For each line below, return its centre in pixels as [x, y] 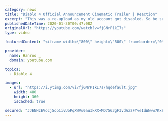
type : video [17, 33]
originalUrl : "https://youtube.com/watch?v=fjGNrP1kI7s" [66, 28]
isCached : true [30, 101]
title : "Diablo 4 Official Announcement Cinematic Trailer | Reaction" [81, 14]
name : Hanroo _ [25, 55]
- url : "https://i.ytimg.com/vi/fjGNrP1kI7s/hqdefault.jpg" [73, 88]
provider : [15, 51]
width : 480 [25, 92]
